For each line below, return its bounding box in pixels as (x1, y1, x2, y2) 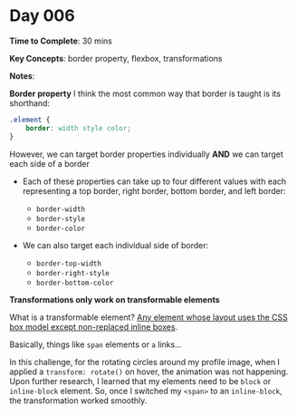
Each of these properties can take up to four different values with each (22, 176, 287, 187)
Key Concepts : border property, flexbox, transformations (9, 53, 224, 63)
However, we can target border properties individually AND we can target (9, 149, 283, 159)
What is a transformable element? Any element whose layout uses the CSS (9, 312, 288, 323)
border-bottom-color (35, 278, 114, 287)
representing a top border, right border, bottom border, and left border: (22, 185, 287, 196)
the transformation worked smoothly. (9, 395, 148, 406)
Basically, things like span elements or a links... (9, 339, 183, 350)
